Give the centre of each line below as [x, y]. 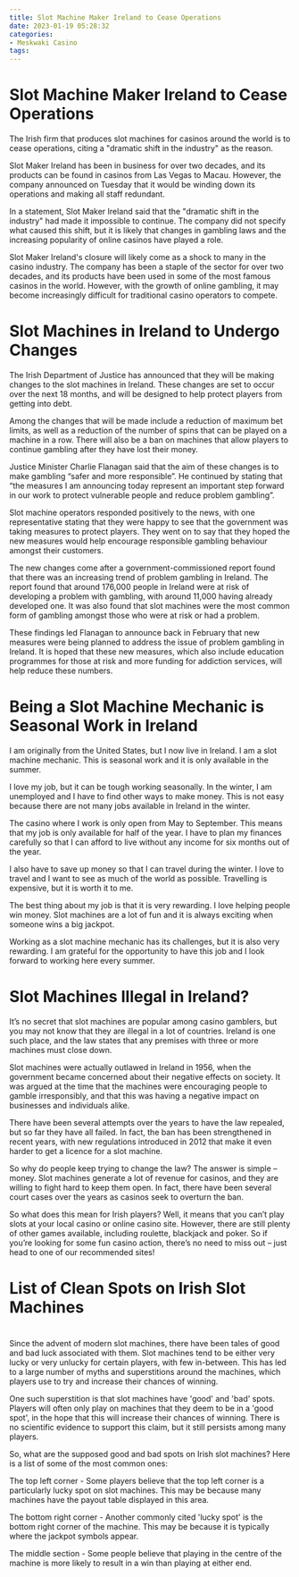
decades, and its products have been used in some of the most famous [140, 276]
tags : [19, 51]
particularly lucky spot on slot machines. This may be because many [135, 1490]
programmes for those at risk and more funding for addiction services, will [146, 661]
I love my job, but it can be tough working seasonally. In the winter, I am [141, 787]
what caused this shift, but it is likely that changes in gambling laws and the [148, 231]
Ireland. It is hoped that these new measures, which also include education [147, 652]
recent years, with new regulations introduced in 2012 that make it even [141, 1142]
